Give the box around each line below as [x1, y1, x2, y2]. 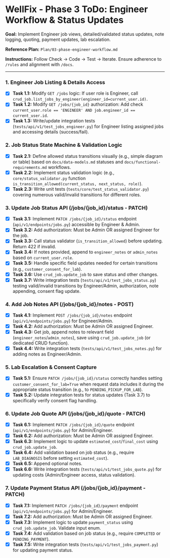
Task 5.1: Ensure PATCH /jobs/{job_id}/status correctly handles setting [12, 375, 163, 381]
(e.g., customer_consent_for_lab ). [12, 266, 82, 272]
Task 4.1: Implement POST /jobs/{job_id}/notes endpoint [12, 312, 133, 318]
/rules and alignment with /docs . [5, 61, 74, 67]
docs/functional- [124, 159, 161, 165]
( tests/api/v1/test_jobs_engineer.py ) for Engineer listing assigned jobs [12, 123, 164, 130]
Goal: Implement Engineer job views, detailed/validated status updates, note [5, 31, 164, 37]
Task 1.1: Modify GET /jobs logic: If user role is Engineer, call [12, 90, 138, 97]
